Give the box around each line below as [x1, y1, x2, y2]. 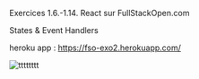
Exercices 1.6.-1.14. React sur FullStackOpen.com [9, 8, 190, 18]
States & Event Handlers [9, 25, 99, 35]
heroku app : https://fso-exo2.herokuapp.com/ [9, 42, 182, 53]
